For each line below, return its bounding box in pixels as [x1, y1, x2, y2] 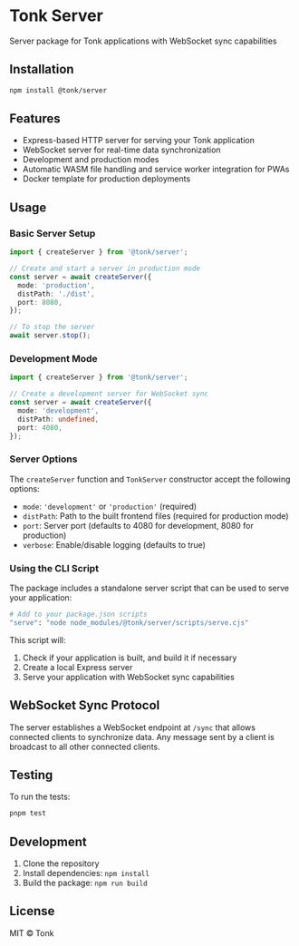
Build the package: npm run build [22, 877, 148, 889]
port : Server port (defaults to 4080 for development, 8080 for [22, 520, 254, 531]
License [9, 903, 55, 919]
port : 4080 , [17, 423, 63, 432]
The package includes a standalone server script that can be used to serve [9, 582, 290, 594]
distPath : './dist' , [17, 289, 95, 298]
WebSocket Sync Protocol [9, 697, 160, 713]
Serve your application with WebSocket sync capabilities [22, 671, 236, 682]
